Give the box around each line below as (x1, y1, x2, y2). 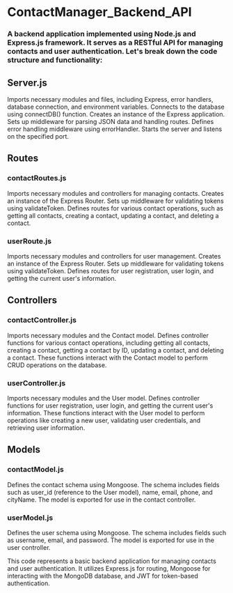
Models (7, 444, 40, 456)
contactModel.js (7, 465, 64, 475)
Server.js (7, 77, 47, 88)
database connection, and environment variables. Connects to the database (7, 102, 225, 111)
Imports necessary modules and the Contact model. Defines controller (7, 331, 209, 339)
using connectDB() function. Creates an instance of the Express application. (7, 109, 225, 118)
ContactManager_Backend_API (7, 4, 193, 20)
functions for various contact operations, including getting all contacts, (7, 339, 211, 347)
